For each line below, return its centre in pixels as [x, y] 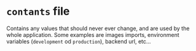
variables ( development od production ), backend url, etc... [79, 41]
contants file [38, 11]
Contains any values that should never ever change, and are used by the [98, 28]
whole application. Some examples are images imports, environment [93, 34]
